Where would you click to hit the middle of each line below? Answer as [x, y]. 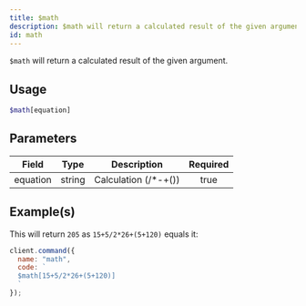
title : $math [34, 18]
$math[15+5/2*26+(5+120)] [67, 276]
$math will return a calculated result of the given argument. [119, 61]
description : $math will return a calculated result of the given [138, 26]
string [73, 179]
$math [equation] [40, 110]
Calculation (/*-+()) [137, 179]
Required [209, 164]
